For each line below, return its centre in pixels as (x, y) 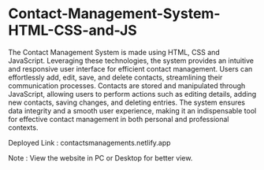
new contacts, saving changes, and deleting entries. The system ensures (127, 102)
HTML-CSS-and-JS (73, 30)
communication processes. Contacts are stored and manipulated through (127, 85)
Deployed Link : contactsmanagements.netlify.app (89, 142)
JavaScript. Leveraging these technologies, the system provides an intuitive (131, 61)
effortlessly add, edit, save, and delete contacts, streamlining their (115, 77)
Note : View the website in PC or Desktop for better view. (100, 157)
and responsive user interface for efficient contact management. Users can (130, 68)
